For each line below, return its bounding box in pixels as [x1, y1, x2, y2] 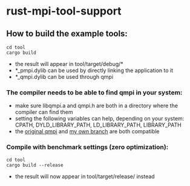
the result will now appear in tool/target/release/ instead [15, 173, 156, 180]
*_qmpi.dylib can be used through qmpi [15, 73, 114, 80]
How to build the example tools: [6, 28, 128, 39]
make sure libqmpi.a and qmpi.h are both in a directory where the [15, 102, 179, 110]
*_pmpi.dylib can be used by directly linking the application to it [15, 67, 174, 74]
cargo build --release [6, 162, 64, 168]
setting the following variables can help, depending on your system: [15, 115, 185, 122]
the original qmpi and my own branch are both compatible [15, 128, 160, 135]
